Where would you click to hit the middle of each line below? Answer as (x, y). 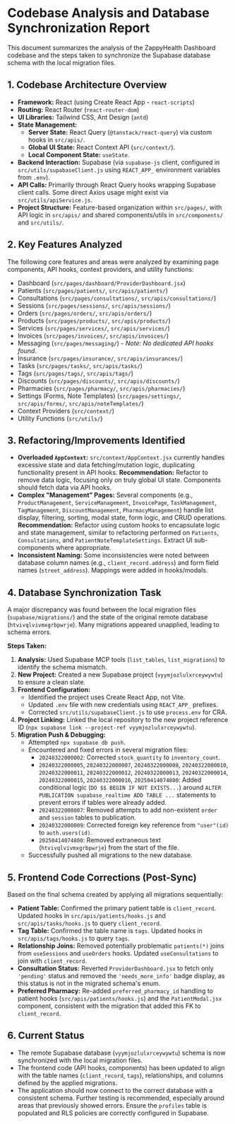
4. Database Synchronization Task (84, 592)
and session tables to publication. (87, 818)
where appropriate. (83, 548)
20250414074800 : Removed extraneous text (100, 840)
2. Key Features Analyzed (65, 245)
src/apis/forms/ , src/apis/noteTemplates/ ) (80, 403)
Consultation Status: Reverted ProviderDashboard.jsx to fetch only (115, 968)
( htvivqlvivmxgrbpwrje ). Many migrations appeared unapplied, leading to (114, 625)
